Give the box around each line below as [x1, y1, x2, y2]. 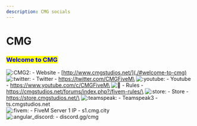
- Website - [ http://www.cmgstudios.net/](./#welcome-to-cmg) [32, 69, 187, 76]
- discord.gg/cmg [55, 114, 99, 121]
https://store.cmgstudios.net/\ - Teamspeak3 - [6, 94, 158, 102]
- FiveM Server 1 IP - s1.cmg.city [30, 107, 110, 114]
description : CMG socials [6, 8, 70, 15]
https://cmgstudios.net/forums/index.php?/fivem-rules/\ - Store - [6, 88, 189, 95]
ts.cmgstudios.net [6, 100, 51, 108]
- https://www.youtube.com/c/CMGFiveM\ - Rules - [6, 81, 144, 89]
